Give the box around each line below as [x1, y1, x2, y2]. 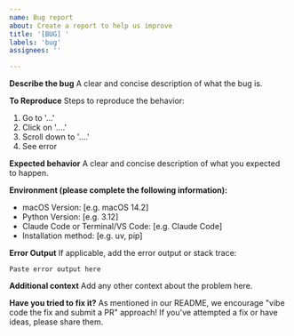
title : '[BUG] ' [9, 29, 69, 38]
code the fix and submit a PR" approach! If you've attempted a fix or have [9, 308, 278, 318]
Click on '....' [21, 122, 68, 133]
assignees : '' [9, 46, 62, 55]
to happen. [9, 168, 49, 179]
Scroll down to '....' [21, 132, 91, 142]
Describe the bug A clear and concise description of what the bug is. [9, 78, 263, 89]
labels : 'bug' [9, 37, 62, 47]
